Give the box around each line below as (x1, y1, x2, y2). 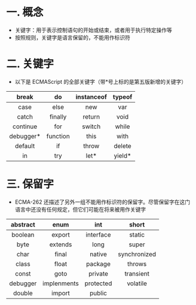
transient (124, 269, 149, 277)
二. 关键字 (6, 58, 54, 71)
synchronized (117, 250, 157, 258)
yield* (114, 151, 131, 159)
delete (113, 141, 131, 150)
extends (49, 240, 72, 249)
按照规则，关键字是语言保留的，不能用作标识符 (14, 34, 130, 41)
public (89, 289, 108, 297)
